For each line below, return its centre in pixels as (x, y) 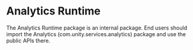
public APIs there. (28, 40)
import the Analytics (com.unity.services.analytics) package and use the (96, 34)
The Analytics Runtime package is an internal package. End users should (97, 28)
